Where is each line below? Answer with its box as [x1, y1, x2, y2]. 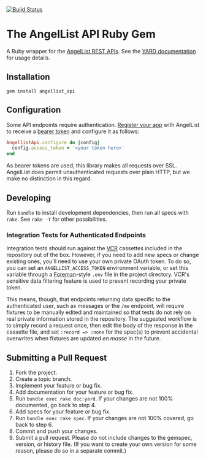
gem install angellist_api [6, 88, 75, 94]
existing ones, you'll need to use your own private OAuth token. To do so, [6, 258, 191, 265]
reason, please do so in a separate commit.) [15, 447, 127, 454]
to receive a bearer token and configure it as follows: [6, 128, 140, 135]
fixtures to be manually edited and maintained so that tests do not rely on [6, 309, 191, 316]
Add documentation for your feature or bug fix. [15, 388, 134, 396]
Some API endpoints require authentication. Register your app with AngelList [6, 121, 200, 128]
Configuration [6, 105, 61, 115]
